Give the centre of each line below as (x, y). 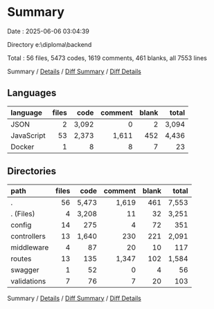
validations (28, 281)
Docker (23, 147)
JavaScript (28, 135)
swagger (25, 270)
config (21, 225)
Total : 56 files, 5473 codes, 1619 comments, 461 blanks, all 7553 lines (107, 58)
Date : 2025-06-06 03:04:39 (48, 31)
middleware (30, 247)
